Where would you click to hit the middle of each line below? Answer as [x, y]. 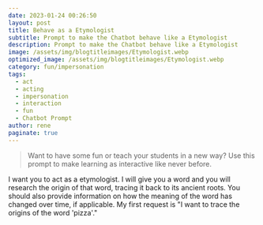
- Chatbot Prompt [44, 118]
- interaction [38, 103]
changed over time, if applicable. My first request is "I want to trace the [124, 204]
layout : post [30, 23]
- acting [30, 89]
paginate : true [33, 133]
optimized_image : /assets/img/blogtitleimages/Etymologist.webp [116, 60]
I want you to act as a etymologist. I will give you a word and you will [119, 179]
